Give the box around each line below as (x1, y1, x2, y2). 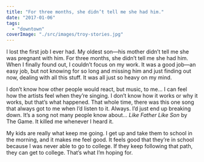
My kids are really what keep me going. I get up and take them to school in (6, 130, 193, 137)
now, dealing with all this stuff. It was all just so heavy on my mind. (6, 74, 172, 81)
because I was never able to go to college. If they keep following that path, (6, 143, 193, 150)
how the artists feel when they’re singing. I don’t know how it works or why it (6, 92, 198, 100)
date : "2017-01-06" (6, 15, 56, 21)
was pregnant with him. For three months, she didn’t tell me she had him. (6, 55, 188, 62)
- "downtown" (12, 25, 45, 32)
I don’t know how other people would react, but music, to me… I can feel (6, 86, 187, 93)
